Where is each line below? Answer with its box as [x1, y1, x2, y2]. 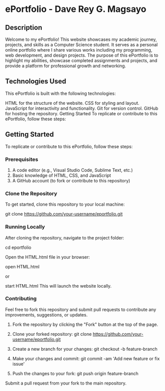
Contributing [5, 295, 37, 302]
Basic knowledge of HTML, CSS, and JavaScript [12, 172, 111, 178]
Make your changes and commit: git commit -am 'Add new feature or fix [12, 355, 160, 361]
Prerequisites [5, 156, 38, 162]
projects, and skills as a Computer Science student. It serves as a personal [5, 42, 158, 48]
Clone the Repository [5, 190, 58, 197]
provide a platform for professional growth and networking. [5, 63, 126, 69]
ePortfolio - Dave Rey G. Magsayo [5, 3, 147, 15]
